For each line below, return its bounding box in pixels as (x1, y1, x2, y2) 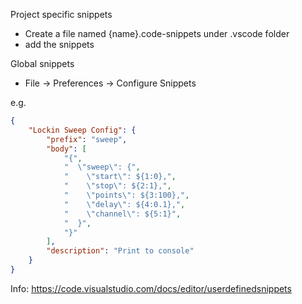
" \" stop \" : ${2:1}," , (63, 181, 172, 191)
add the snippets (24, 39, 95, 50)
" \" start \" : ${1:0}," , (63, 172, 177, 182)
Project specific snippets (10, 9, 113, 20)
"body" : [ (46, 144, 87, 154)
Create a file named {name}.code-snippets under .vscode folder (24, 28, 290, 39)
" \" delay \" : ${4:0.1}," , (63, 199, 186, 209)
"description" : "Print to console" (46, 246, 195, 256)
